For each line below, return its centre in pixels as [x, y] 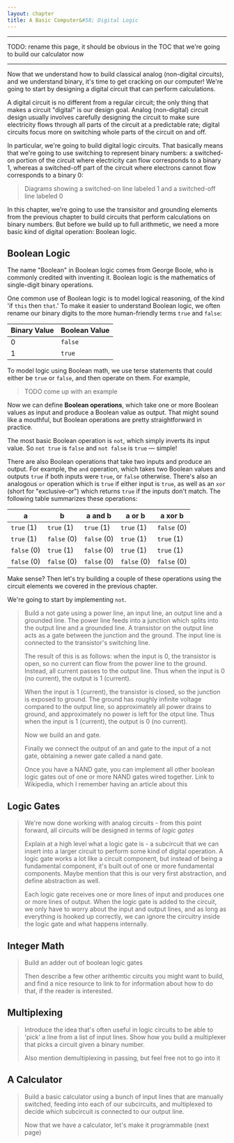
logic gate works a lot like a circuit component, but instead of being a [123, 859]
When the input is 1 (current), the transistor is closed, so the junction [122, 692]
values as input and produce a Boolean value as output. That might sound [113, 412]
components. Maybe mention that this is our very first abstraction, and [125, 873]
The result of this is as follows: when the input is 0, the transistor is [120, 656]
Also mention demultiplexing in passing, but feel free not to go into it [122, 1058]
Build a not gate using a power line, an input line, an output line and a [123, 613]
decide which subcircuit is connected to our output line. [104, 1111]
